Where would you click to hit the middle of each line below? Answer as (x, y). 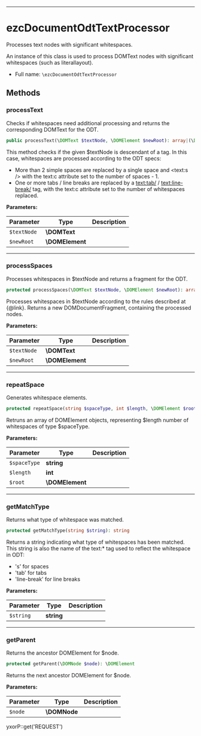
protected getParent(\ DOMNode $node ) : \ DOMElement (71, 664)
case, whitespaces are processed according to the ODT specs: (84, 158)
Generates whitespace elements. (47, 397)
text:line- (172, 183)
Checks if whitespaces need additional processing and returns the (88, 123)
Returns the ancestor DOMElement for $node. (63, 653)
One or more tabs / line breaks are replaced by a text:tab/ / (87, 183)
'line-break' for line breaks (48, 579)
